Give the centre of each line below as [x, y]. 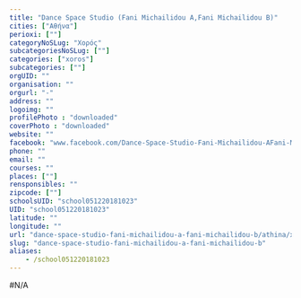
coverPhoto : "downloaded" [60, 127]
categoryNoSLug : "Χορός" [56, 43]
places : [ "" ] [34, 176]
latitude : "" [34, 218]
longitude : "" [36, 226]
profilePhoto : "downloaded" [64, 118]
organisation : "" [42, 84]
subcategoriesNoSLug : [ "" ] [60, 51]
